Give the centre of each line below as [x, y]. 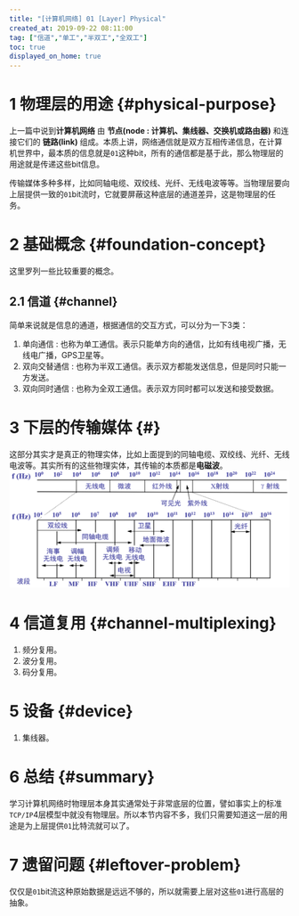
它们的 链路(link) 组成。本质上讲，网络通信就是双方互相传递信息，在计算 [149, 142]
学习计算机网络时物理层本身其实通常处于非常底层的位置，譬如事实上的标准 [145, 803]
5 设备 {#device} [71, 712]
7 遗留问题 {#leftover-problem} [125, 865]
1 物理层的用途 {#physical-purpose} [143, 105]
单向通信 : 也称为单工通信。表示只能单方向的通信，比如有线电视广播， [150, 344]
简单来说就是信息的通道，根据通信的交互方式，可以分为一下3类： [129, 324]
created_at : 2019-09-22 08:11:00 [71, 28]
